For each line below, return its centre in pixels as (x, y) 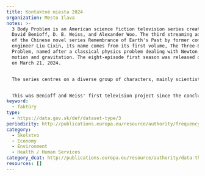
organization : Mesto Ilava (41, 18)
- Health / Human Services (46, 152)
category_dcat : (26, 158)
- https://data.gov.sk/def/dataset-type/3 (67, 118)
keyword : (17, 101)
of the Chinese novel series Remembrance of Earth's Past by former (101, 40)
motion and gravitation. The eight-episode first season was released (103, 57)
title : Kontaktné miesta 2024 (45, 12)
